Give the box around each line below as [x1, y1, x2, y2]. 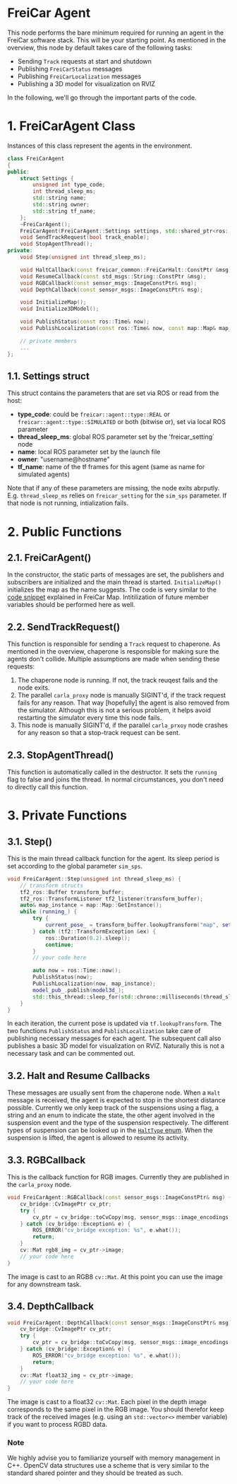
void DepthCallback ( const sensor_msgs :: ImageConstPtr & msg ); [20, 286, 203, 293]
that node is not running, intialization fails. [7, 499, 129, 507]
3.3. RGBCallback [7, 1154, 86, 1166]
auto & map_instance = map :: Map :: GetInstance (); [20, 902, 162, 909]
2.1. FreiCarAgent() [7, 551, 92, 563]
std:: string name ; [32, 194, 87, 202]
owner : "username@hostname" [17, 455, 111, 464]
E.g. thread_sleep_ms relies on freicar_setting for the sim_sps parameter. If [7, 491, 227, 500]
